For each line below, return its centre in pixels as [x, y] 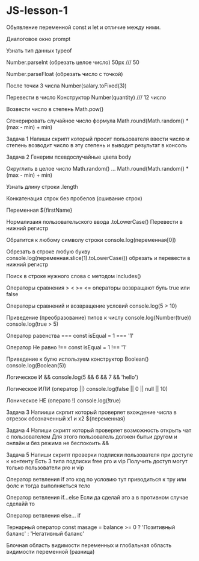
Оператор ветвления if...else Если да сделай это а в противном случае [97, 497]
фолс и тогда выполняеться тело [48, 486]
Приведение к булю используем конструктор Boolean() [78, 359]
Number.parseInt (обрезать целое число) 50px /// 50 [73, 62]
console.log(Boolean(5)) [36, 365]
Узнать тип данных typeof [39, 50]
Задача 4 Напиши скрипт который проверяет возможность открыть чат [99, 430]
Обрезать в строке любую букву [48, 252]
